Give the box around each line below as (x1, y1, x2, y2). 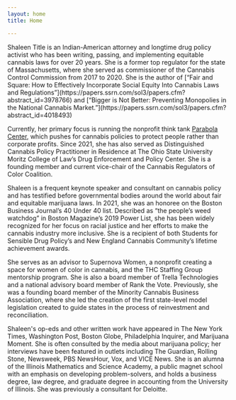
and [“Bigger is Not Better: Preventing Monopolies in (73, 95, 227, 104)
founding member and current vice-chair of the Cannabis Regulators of (7, 162, 215, 171)
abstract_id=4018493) (7, 111, 72, 119)
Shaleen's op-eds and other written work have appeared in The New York (7, 324, 223, 333)
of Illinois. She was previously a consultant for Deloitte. (7, 384, 168, 393)
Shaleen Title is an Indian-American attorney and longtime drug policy (7, 43, 211, 51)
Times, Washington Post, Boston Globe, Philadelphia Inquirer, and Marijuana (7, 332, 229, 340)
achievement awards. (7, 244, 70, 252)
